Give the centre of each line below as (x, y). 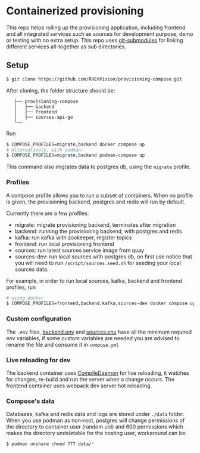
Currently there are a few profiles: (48, 213)
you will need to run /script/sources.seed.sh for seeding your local (98, 263)
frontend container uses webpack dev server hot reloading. (79, 386)
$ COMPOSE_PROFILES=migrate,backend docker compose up (76, 144)
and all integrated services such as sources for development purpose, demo (100, 33)
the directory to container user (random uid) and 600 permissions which (95, 427)
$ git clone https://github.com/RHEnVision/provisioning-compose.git (94, 79)
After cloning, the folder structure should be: (61, 90)
